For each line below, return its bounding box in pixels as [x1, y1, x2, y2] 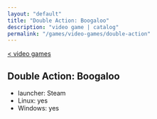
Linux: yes [17, 96, 48, 105]
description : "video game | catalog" [7, 23, 119, 30]
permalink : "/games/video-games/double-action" [7, 30, 151, 38]
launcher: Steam [17, 89, 66, 98]
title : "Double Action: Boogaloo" [7, 17, 110, 24]
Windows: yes [17, 104, 59, 113]
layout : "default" [7, 10, 62, 18]
